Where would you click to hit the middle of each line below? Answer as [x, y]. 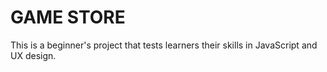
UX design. [33, 55]
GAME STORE [68, 17]
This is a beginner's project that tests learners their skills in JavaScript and [164, 45]
